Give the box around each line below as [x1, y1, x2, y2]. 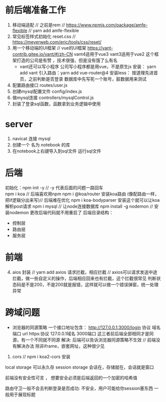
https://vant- [87, 45, 113, 51]
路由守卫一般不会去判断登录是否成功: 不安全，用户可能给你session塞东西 [5, 385, 153, 391]
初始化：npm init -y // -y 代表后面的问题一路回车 [5, 184, 104, 190]
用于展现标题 [9, 391, 36, 398]
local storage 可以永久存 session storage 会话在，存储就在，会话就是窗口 [5, 364, 154, 370]
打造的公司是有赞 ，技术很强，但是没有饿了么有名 [16, 57, 118, 63]
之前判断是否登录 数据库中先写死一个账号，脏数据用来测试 [28, 76, 147, 82]
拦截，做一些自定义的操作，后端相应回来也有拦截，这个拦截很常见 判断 [12, 275, 157, 281]
